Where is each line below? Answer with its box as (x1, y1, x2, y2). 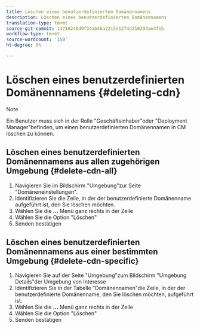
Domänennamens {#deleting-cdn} (6, 86, 181, 99)
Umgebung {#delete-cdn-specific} (6, 256, 139, 266)
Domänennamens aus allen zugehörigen (6, 157, 160, 167)
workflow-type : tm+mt (6, 31, 60, 37)
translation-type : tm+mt (6, 20, 68, 26)
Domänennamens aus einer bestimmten (6, 246, 158, 257)
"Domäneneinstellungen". (14, 188, 78, 195)
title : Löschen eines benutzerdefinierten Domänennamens (6, 8, 151, 15)
